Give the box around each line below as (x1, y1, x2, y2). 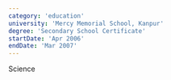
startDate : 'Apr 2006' (8, 34, 85, 43)
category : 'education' (8, 11, 85, 20)
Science (8, 64, 35, 74)
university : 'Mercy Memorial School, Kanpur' (8, 19, 164, 27)
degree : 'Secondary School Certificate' (8, 27, 147, 35)
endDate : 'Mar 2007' (8, 42, 78, 50)
